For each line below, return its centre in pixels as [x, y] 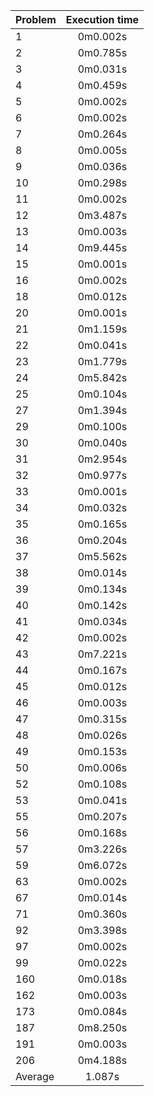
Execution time [102, 19]
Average [35, 1076]
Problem [36, 19]
